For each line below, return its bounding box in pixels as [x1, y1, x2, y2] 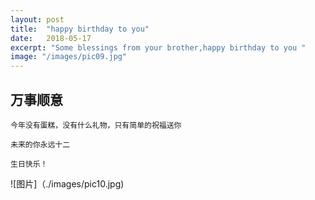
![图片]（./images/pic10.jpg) [10, 177, 125, 190]
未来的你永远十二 [10, 139, 71, 150]
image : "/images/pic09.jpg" [10, 52, 128, 62]
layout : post [10, 14, 65, 25]
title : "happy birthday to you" [10, 24, 150, 34]
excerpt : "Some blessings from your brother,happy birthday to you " [10, 42, 307, 53]
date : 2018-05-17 [10, 33, 92, 43]
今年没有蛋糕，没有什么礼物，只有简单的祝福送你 [10, 120, 182, 130]
